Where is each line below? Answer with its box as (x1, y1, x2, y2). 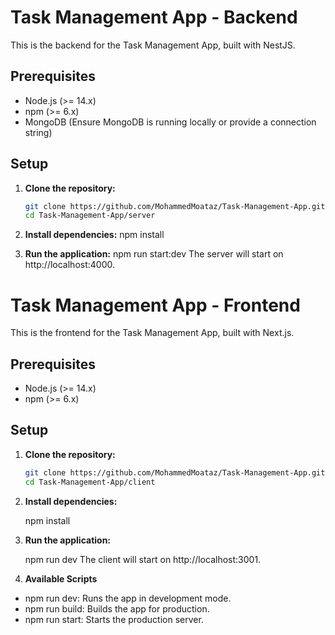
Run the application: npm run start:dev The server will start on (24, 248, 284, 260)
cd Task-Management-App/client (24, 477, 156, 487)
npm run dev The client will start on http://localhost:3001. (24, 553, 262, 565)
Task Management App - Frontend (10, 294, 301, 316)
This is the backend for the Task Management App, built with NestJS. (10, 39, 296, 51)
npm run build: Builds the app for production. (24, 602, 210, 615)
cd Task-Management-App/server (24, 211, 156, 221)
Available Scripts (24, 572, 98, 585)
